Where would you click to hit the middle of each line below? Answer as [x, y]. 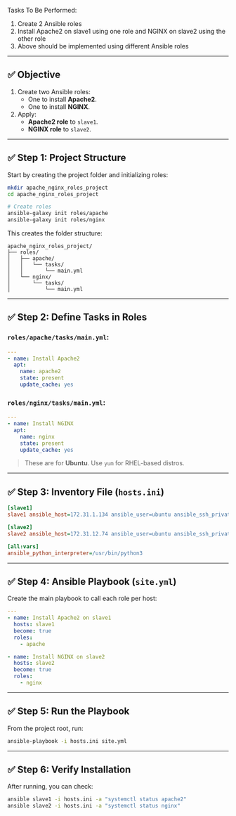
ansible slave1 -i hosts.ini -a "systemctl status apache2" [97, 799]
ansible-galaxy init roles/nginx [56, 220]
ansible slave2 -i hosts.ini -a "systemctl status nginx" [94, 806]
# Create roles [29, 207]
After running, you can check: [50, 786]
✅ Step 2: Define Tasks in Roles [77, 317]
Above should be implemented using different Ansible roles [103, 46]
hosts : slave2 [34, 663]
